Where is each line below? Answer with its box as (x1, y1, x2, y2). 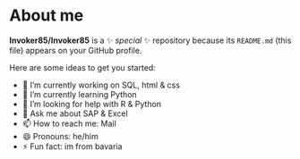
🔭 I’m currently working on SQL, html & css (21, 79, 181, 90)
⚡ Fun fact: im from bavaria (21, 140, 123, 152)
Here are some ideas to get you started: (9, 62, 157, 72)
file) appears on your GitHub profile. (9, 45, 142, 55)
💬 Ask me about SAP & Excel (21, 108, 128, 119)
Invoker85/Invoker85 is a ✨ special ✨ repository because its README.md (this (9, 35, 292, 46)
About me (9, 5, 84, 26)
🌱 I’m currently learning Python (21, 88, 137, 99)
